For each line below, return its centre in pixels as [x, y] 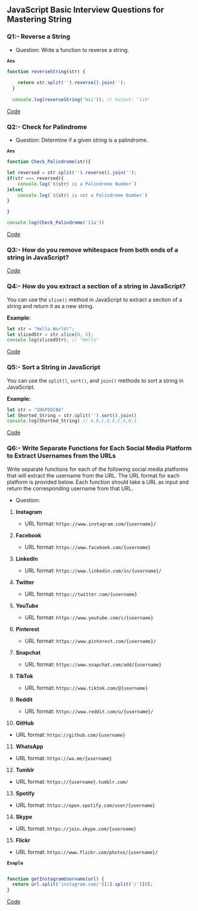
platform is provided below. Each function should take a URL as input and [98, 482]
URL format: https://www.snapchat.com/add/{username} [93, 664]
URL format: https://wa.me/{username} [64, 758]
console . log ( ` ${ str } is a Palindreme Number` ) [77, 184]
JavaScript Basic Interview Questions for [86, 10]
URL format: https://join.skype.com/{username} [76, 828]
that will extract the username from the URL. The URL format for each [93, 475]
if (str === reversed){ [35, 178]
